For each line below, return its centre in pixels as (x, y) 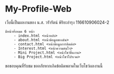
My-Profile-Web (38, 9)
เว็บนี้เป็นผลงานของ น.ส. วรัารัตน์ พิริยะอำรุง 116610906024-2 (57, 22)
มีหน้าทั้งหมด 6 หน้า (20, 31)
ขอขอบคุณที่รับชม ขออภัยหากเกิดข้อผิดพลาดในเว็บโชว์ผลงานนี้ (54, 66)
